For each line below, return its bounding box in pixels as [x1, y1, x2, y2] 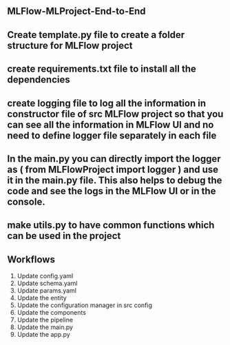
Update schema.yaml [17, 279, 78, 288]
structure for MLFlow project [7, 39, 133, 51]
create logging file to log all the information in [7, 97, 207, 109]
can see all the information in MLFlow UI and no [7, 118, 214, 130]
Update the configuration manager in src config [17, 301, 153, 309]
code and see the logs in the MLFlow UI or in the [7, 185, 216, 197]
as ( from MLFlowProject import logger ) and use [7, 163, 219, 175]
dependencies [7, 74, 70, 85]
